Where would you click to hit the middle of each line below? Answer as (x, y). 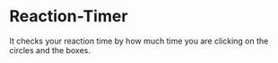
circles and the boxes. (50, 50)
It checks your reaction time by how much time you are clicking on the (139, 41)
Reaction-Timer (69, 16)
